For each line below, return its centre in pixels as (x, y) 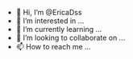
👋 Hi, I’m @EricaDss (49, 12)
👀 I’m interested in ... (50, 21)
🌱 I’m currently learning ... (59, 29)
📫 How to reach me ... (53, 47)
